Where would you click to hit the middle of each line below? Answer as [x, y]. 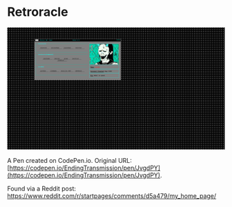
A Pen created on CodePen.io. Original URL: [70, 161]
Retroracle [38, 12]
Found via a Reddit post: [42, 189]
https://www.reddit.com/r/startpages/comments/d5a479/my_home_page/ [112, 196]
